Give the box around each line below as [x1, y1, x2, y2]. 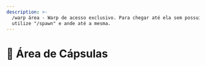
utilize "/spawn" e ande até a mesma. [12, 20, 112, 26]
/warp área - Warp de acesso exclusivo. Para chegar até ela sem [12, 15, 183, 21]
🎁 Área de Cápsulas [6, 46, 109, 61]
